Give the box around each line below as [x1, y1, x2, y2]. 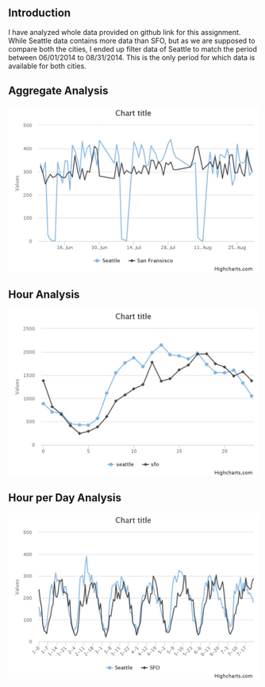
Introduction [8, 6, 71, 20]
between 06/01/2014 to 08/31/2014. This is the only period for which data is [8, 52, 255, 62]
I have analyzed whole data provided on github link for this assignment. [8, 27, 241, 36]
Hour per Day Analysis [8, 491, 121, 505]
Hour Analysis [8, 287, 80, 301]
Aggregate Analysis [8, 84, 109, 98]
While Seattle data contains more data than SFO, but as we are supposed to [8, 36, 255, 45]
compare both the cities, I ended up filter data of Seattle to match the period [8, 44, 258, 54]
